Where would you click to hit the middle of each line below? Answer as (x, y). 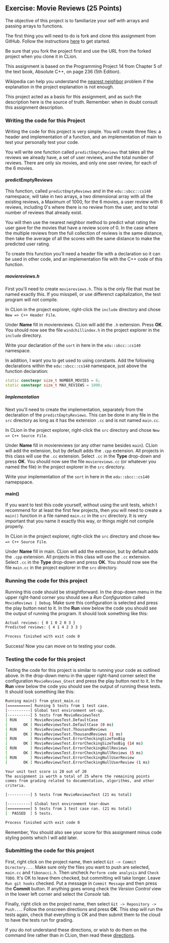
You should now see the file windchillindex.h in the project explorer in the (82, 330)
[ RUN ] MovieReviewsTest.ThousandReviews (56, 729)
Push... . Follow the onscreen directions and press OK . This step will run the (84, 909)
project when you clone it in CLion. (41, 56)
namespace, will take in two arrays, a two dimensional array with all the (79, 197)
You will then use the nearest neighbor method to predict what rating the (81, 222)
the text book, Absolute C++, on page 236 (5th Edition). (63, 71)
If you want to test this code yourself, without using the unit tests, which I (81, 505)
